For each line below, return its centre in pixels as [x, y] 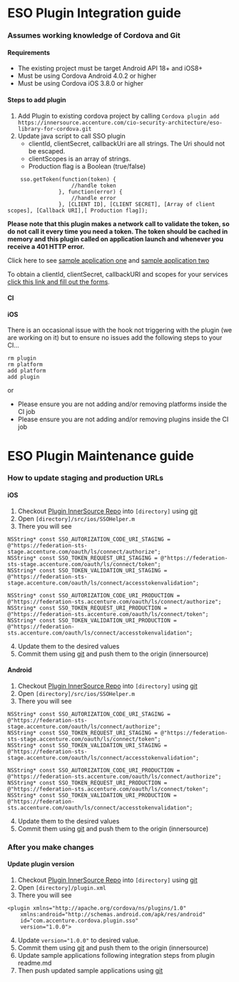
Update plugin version [41, 864]
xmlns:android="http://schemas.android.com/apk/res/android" [113, 914]
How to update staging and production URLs [86, 478]
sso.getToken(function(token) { [68, 179]
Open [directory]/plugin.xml [62, 887]
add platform [27, 371]
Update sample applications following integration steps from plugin [116, 955]
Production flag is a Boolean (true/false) [87, 166]
